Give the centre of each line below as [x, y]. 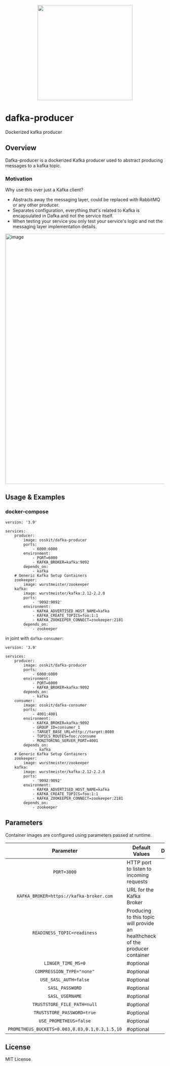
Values [141, 854]
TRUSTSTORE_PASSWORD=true [65, 1012]
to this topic [141, 917]
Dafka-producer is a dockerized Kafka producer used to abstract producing [84, 160]
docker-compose [27, 512]
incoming [138, 875]
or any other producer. [36, 205]
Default [141, 847]
